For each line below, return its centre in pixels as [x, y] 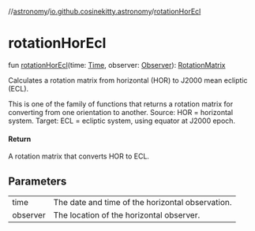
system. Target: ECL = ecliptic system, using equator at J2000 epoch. [122, 121]
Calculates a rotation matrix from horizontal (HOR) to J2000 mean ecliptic [128, 80]
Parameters [37, 181]
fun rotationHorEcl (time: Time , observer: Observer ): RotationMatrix [117, 65]
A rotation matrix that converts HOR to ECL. [79, 156]
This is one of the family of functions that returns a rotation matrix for [121, 104]
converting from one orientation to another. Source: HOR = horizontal [121, 112]
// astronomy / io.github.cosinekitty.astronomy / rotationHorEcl [105, 11]
